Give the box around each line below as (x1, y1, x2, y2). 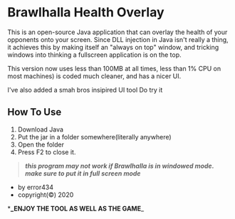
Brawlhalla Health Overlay (7, 4, 165, 21)
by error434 (17, 183, 53, 191)
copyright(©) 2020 (17, 190, 74, 199)
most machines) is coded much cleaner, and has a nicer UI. (7, 72, 182, 80)
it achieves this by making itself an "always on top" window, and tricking (7, 43, 219, 51)
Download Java (17, 125, 64, 134)
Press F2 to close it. (17, 147, 76, 156)
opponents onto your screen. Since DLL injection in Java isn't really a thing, (7, 35, 229, 43)
